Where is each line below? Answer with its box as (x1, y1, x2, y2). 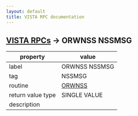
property (20, 53, 45, 61)
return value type (9, 91, 56, 99)
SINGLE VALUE (61, 91, 103, 99)
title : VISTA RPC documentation (6, 14, 84, 20)
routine (9, 82, 29, 90)
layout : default (6, 8, 45, 15)
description (9, 100, 40, 108)
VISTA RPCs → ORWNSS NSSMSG (6, 36, 132, 45)
